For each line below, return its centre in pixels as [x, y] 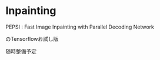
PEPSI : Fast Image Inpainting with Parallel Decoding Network [80, 27]
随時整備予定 [21, 51]
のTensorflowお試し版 [32, 38]
